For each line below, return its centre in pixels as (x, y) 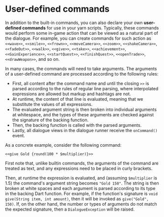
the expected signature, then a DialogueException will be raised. (70, 209)
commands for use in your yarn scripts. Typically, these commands (90, 27)
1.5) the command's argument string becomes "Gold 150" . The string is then (82, 183)
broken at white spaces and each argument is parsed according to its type (80, 188)
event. (19, 136)
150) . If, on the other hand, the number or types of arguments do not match (81, 204)
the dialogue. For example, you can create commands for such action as (78, 38)
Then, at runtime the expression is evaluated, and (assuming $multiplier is (81, 178)
